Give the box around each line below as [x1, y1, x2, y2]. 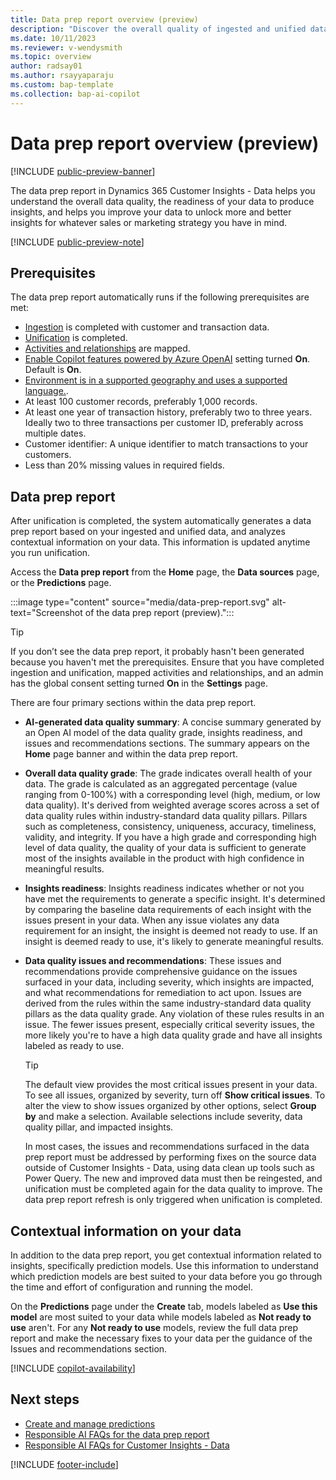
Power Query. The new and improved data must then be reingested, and [24, 1172, 323, 1185]
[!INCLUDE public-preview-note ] [10, 236, 145, 248]
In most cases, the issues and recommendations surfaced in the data [24, 1141, 310, 1153]
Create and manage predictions [24, 1417, 156, 1430]
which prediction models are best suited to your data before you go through [10, 1271, 323, 1282]
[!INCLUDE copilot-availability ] [10, 1362, 136, 1374]
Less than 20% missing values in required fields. [24, 459, 225, 471]
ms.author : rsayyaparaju [10, 71, 114, 81]
